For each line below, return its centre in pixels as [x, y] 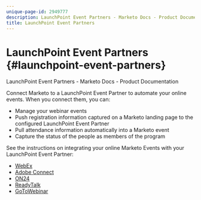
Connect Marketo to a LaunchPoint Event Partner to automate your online [97, 93]
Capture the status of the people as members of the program [90, 136]
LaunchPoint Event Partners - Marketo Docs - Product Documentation [92, 82]
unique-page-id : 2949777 [37, 12]
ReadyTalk [28, 185]
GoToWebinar [31, 191]
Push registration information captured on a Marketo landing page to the [104, 118]
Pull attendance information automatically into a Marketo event [92, 130]
